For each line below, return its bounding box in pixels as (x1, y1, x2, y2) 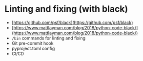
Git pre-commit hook (11, 40, 54, 46)
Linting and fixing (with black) (4, 3, 128, 15)
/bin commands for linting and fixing (11, 35, 86, 41)
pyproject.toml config (11, 45, 55, 51)
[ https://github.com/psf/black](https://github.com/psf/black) (11, 20, 133, 25)
